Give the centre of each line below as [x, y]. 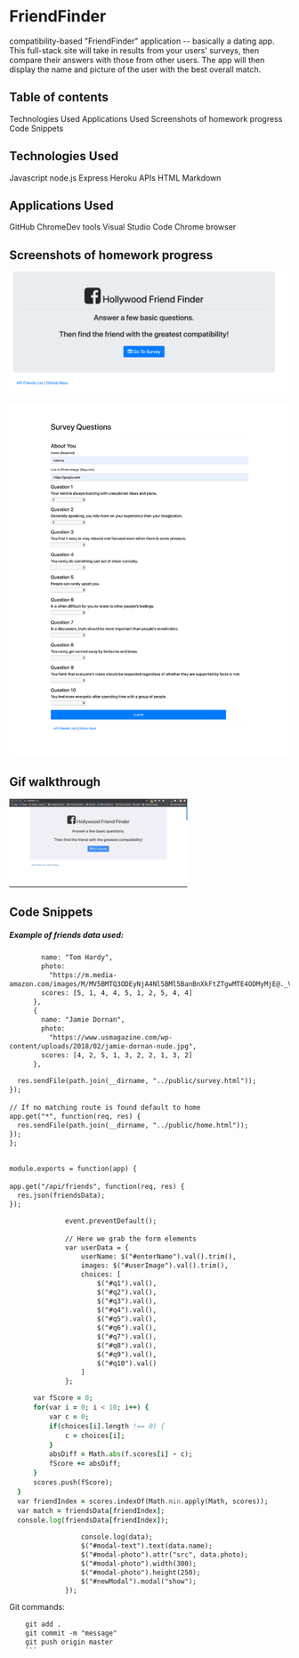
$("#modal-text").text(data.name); [147, 1546]
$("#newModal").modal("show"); [139, 1581]
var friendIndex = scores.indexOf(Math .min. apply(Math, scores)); [143, 1501]
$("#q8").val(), [127, 1346]
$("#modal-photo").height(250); [141, 1573]
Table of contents [59, 97]
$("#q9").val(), [127, 1355]
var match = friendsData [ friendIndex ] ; [91, 1510]
